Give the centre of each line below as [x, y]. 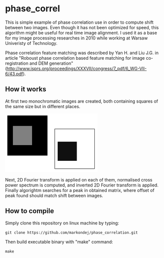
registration [17, 63]
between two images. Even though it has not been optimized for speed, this [82, 27]
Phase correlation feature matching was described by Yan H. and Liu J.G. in [82, 53]
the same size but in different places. [43, 106]
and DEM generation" [51, 63]
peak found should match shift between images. [54, 195]
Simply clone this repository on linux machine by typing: [62, 223]
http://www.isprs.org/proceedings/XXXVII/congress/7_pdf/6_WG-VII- [77, 68]
